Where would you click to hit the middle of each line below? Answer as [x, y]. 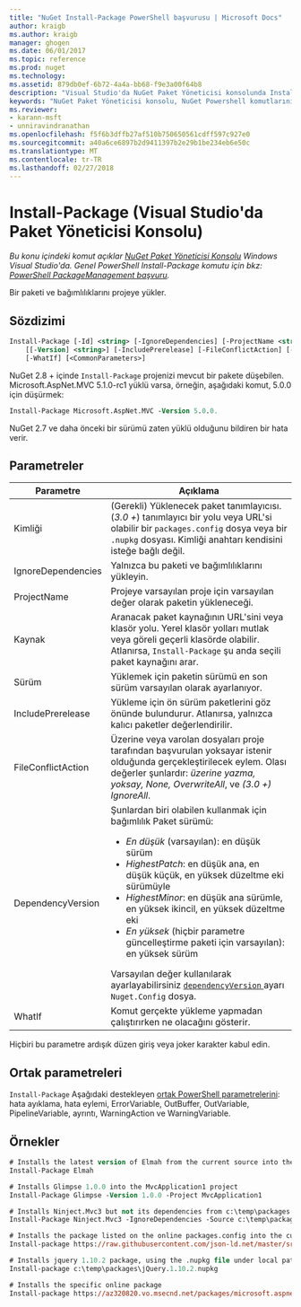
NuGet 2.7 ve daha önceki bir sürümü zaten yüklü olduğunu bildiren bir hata [149, 428]
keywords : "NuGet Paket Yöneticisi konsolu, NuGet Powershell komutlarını [152, 101]
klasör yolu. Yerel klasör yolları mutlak [190, 628]
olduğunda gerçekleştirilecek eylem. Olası [198, 762]
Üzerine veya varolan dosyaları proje [188, 740]
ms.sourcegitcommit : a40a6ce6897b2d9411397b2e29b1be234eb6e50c [130, 143]
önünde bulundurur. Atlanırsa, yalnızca [192, 714]
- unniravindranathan [50, 127]
